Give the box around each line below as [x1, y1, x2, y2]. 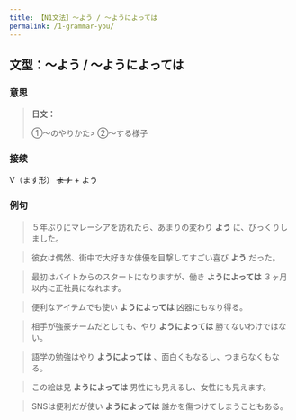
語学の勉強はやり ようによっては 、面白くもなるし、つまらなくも [31, 351, 273, 361]
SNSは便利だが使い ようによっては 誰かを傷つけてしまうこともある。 [31, 400, 288, 411]
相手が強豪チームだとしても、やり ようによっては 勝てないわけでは [31, 321, 279, 332]
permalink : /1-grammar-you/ [9, 22, 115, 31]
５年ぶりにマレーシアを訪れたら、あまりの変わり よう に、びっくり [31, 222, 281, 233]
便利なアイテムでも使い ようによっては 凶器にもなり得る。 [31, 301, 247, 312]
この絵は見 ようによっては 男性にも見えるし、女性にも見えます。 [31, 381, 272, 392]
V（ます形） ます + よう [9, 175, 98, 186]
